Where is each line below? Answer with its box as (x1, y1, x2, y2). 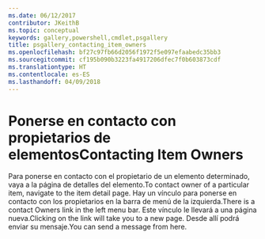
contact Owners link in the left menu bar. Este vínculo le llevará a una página (8, 205, 257, 214)
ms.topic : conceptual (8, 26, 80, 34)
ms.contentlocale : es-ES (8, 70, 90, 78)
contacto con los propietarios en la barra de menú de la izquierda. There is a (8, 197, 256, 207)
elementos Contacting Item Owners (8, 146, 244, 163)
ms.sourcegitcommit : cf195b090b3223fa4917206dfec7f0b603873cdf (8, 56, 221, 64)
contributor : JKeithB (8, 19, 80, 27)
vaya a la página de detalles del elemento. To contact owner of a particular (8, 180, 250, 190)
